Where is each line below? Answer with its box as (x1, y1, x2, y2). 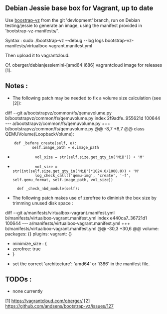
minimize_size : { (12, 240, 47, 246)
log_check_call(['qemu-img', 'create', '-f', (34, 173, 131, 178)
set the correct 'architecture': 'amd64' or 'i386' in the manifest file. (12, 261, 150, 267)
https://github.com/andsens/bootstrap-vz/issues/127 (5, 303, 114, 309)
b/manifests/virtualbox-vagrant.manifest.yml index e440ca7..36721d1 (5, 215, 147, 221)
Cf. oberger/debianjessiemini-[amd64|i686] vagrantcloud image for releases (5, 62, 163, 68)
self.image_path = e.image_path (31, 145, 99, 150)
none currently (12, 288, 43, 294)
